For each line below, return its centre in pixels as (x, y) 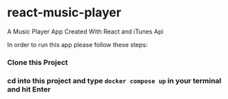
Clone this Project (38, 62)
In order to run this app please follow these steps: (77, 44)
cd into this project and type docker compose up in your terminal (114, 81)
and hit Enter (29, 89)
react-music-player (64, 13)
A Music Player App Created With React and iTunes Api (85, 31)
